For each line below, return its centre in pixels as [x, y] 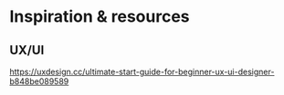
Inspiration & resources [100, 17]
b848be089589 [39, 81]
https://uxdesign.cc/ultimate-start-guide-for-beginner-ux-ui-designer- [142, 71]
